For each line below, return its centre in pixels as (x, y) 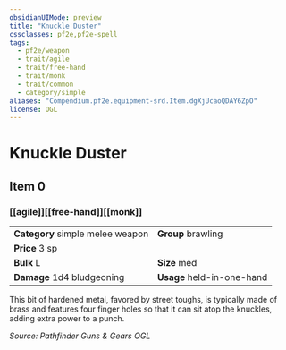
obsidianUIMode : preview (55, 17)
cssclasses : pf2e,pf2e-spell (63, 34)
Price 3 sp (36, 249)
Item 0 (28, 186)
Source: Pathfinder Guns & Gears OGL (80, 336)
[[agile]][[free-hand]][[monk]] (76, 211)
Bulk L (27, 263)
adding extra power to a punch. (67, 319)
